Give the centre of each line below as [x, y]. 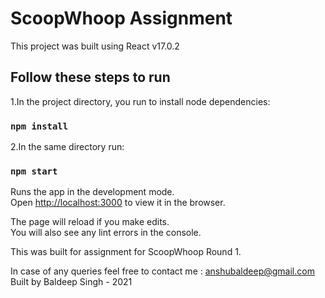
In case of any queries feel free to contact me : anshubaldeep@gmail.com [162, 271]
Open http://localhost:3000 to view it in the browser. [118, 203]
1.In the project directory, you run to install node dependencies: [140, 101]
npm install [39, 126]
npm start [34, 171]
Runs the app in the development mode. [92, 192]
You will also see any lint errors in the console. [106, 233]
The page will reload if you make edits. [90, 222]
